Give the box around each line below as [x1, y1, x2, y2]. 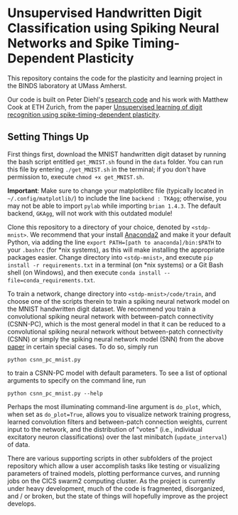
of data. [7, 440, 31, 449]
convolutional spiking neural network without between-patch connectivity [7, 327, 224, 336]
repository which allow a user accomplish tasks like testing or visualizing [7, 461, 220, 470]
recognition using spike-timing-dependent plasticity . [7, 110, 161, 119]
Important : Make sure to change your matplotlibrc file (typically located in [7, 186, 224, 195]
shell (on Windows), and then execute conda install [7, 268, 161, 277]
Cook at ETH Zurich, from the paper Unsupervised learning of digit [7, 102, 202, 111]
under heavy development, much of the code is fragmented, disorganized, [7, 484, 225, 492]
